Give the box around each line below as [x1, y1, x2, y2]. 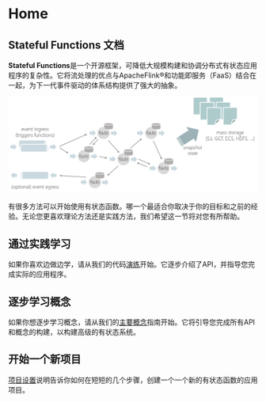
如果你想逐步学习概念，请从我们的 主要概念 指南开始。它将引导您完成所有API [8, 317, 256, 327]
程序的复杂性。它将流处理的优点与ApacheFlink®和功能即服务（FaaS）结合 [8, 70, 250, 80]
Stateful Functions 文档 [8, 38, 125, 51]
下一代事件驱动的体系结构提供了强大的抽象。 [35, 81, 182, 89]
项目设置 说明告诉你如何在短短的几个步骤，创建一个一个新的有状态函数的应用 [8, 375, 258, 385]
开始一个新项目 [8, 353, 82, 366]
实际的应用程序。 [14, 270, 71, 279]
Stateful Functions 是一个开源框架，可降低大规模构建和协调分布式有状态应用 [8, 61, 257, 70]
